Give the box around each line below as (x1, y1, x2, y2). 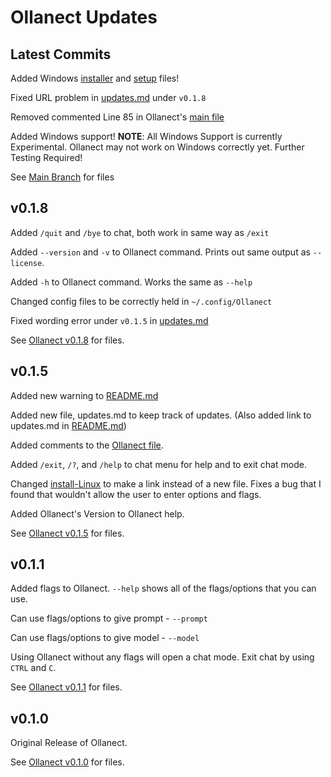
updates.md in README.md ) (10, 419, 127, 431)
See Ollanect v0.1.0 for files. (10, 756, 125, 768)
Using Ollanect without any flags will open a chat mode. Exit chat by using (10, 651, 315, 663)
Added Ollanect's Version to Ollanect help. (10, 507, 185, 520)
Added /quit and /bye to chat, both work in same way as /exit (10, 226, 270, 238)
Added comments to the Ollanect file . (10, 439, 164, 451)
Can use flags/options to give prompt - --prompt (10, 612, 208, 625)
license (10, 258, 43, 268)
